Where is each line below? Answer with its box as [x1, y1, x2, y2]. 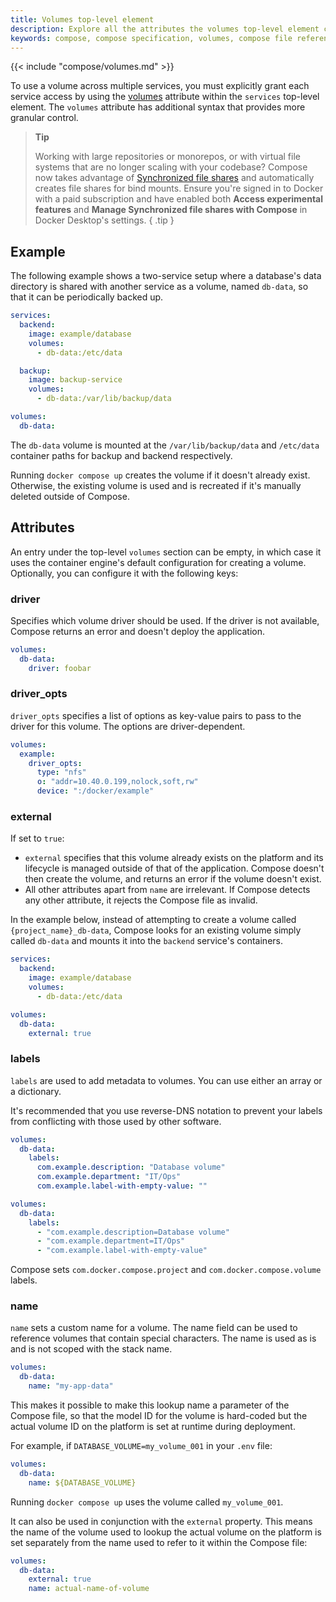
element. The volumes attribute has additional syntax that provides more [10, 101, 306, 113]
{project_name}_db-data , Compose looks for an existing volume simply [10, 924, 302, 936]
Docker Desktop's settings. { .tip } [34, 214, 175, 226]
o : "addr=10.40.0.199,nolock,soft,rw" [36, 777, 199, 787]
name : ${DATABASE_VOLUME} [28, 1477, 137, 1488]
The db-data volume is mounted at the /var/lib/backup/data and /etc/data [10, 439, 320, 451]
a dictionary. [10, 1085, 62, 1097]
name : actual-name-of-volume [28, 1584, 150, 1594]
